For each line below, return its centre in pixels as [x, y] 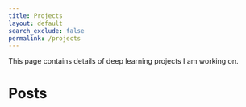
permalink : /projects [45, 38]
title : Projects [35, 16]
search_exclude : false [46, 31]
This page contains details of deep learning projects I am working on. [123, 61]
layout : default [35, 23]
